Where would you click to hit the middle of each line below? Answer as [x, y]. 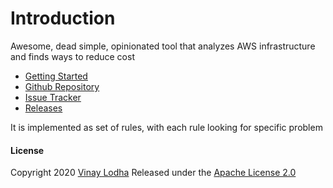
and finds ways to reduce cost [72, 56]
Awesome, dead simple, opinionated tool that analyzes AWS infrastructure [163, 46]
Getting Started [56, 76]
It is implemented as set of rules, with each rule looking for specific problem [166, 127]
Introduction [63, 18]
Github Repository [62, 86]
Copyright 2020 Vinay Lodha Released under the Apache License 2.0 [153, 173]
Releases [43, 108]
